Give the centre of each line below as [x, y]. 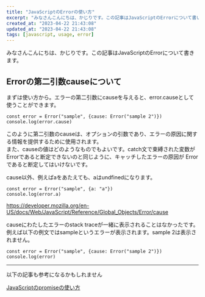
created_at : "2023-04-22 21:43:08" [52, 23]
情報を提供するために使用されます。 [57, 141]
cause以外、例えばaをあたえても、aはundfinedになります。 [81, 177]
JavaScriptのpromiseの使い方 [43, 287]
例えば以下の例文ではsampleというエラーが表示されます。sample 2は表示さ [102, 232]
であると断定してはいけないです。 [49, 164]
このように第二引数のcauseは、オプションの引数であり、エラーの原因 [94, 134]
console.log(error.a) [34, 194]
